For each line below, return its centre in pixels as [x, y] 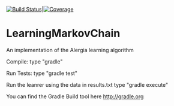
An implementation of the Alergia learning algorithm [70, 50]
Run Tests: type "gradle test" [42, 73]
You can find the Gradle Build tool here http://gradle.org [75, 96]
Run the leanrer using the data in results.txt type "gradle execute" [87, 84]
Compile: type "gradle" [34, 61]
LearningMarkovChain [63, 34]
